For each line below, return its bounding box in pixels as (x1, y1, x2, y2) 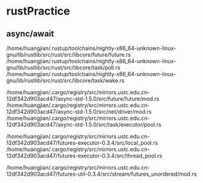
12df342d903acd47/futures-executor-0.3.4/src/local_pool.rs (6, 139, 158, 147)
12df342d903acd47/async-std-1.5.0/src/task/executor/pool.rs (6, 121, 162, 128)
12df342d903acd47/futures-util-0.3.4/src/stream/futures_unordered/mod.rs (6, 170, 197, 178)
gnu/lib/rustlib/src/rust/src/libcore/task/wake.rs (6, 77, 125, 84)
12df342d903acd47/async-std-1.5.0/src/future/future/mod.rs (6, 95, 159, 102)
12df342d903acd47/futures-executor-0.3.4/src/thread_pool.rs (6, 152, 162, 159)
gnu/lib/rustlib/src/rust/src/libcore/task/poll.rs (6, 64, 121, 71)
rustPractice (6, 4, 70, 18)
